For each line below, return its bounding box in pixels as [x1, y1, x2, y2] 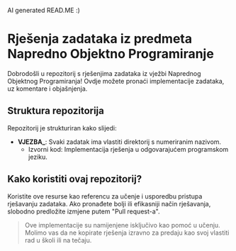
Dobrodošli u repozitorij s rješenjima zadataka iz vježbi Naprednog [7, 69, 201, 77]
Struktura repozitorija [7, 105, 104, 117]
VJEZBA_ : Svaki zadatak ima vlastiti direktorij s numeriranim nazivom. [17, 138, 222, 146]
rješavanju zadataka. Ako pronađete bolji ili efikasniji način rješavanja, [7, 199, 211, 208]
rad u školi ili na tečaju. [24, 235, 92, 244]
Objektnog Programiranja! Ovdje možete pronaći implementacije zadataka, [7, 77, 225, 85]
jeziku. [28, 152, 48, 161]
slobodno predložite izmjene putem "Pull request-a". [7, 207, 160, 216]
